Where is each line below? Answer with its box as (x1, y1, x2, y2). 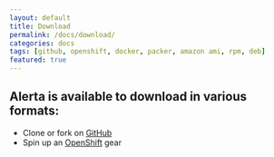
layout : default (9, 13, 71, 23)
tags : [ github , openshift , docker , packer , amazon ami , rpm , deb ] (9, 47, 266, 56)
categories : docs (9, 38, 75, 48)
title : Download (9, 22, 71, 31)
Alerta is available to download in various (9, 89, 248, 104)
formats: (9, 103, 60, 119)
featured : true (9, 55, 67, 64)
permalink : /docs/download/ (9, 30, 116, 39)
